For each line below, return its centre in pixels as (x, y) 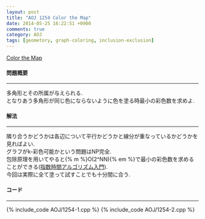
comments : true (26, 29)
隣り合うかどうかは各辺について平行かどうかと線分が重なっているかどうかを (102, 136)
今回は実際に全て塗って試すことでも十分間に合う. (68, 174)
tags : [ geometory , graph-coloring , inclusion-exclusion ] (80, 40)
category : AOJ (24, 35)
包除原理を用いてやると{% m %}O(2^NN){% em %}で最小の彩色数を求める (100, 159)
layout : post (23, 12)
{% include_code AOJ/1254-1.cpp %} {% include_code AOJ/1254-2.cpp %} (101, 209)
